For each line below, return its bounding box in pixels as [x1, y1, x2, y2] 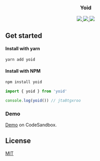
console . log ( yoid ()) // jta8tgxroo [5, 98, 81, 103]
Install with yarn [5, 46, 40, 52]
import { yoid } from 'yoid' [5, 89, 67, 94]
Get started [5, 31, 42, 40]
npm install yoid [5, 79, 42, 85]
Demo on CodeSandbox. [5, 122, 57, 128]
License [5, 136, 31, 145]
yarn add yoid [5, 57, 36, 62]
